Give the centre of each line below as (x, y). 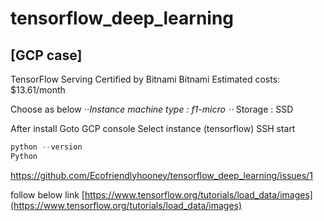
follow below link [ (47, 194)
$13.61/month (38, 90)
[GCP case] (46, 55)
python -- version (46, 147)
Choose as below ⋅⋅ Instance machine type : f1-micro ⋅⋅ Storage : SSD (152, 109)
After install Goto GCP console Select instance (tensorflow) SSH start (153, 128)
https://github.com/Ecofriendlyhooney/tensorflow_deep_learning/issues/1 (161, 175)
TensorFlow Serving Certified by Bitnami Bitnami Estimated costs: (145, 79)
